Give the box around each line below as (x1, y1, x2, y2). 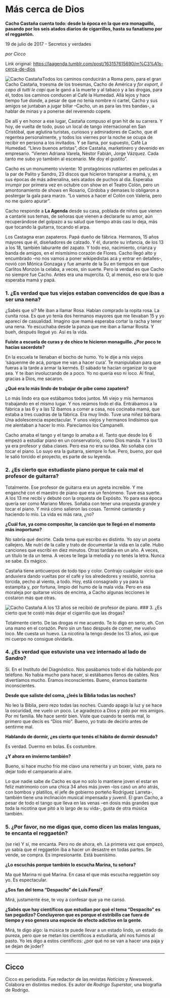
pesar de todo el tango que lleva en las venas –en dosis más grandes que (5, 800, 158, 806)
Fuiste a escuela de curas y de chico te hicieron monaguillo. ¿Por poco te (5, 339, 161, 345)
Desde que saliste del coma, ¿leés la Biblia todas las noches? (5, 692, 136, 698)
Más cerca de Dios (5, 4, 84, 15)
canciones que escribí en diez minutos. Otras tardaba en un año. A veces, (5, 547, 159, 553)
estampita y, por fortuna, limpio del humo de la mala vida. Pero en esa (5, 583, 151, 590)
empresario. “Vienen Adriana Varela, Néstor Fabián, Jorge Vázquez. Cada (5, 150, 159, 156)
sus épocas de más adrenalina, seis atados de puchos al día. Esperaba (5, 176, 153, 182)
